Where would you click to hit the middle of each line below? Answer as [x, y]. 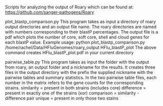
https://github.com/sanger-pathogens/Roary [50, 12]
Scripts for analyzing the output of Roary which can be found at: [69, 7]
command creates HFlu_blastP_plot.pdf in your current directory [69, 53]
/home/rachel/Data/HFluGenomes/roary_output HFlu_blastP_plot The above [81, 47]
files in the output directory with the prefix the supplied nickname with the [79, 72]
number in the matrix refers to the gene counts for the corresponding [74, 83]
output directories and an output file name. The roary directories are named [81, 27]
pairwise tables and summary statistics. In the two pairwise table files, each [81, 78]
